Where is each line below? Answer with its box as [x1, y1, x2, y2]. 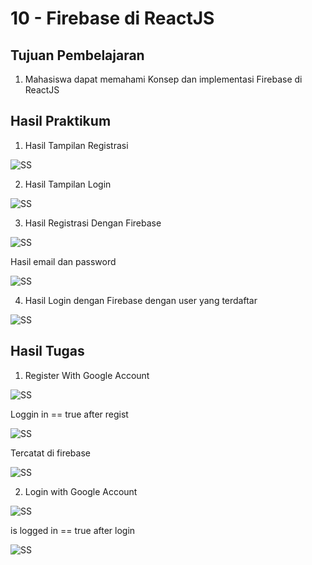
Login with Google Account [24, 485, 138, 497]
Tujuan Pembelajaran [10, 47, 145, 64]
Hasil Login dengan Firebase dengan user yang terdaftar [24, 294, 258, 306]
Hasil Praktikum [10, 113, 112, 130]
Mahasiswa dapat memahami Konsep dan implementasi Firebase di [24, 73, 303, 85]
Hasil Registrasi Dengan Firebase [24, 217, 162, 229]
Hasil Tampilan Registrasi [24, 139, 129, 151]
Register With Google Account [24, 369, 150, 381]
